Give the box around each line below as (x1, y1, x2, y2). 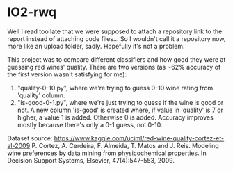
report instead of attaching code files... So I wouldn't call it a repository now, (7, 34, 226, 42)
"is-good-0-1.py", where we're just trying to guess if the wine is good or (17, 98, 224, 106)
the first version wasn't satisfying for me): (7, 70, 127, 79)
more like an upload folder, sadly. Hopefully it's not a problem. (7, 42, 185, 50)
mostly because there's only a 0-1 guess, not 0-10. (17, 120, 163, 129)
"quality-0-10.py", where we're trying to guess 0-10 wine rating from (17, 83, 214, 92)
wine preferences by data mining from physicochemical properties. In (7, 149, 207, 157)
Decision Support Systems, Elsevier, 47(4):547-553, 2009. (7, 156, 175, 164)
